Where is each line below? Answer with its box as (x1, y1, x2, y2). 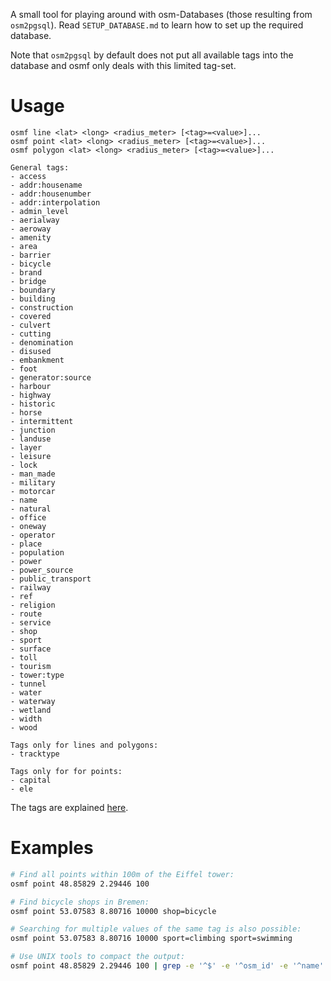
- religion (10, 600, 56, 610)
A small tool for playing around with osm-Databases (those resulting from (10, 9, 313, 20)
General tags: (10, 162, 70, 173)
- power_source (10, 565, 74, 575)
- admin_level (10, 206, 70, 216)
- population (10, 547, 65, 558)
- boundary (10, 285, 56, 295)
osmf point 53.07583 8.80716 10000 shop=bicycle (10, 906, 217, 916)
